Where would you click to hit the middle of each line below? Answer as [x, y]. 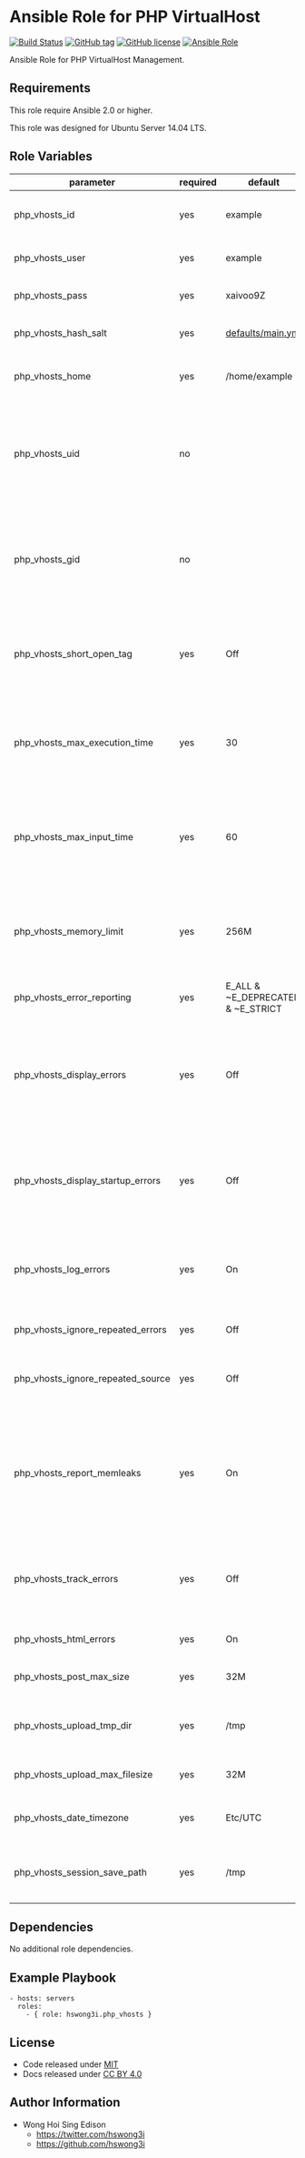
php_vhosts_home [53, 376]
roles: [30, 2007]
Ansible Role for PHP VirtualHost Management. [97, 59]
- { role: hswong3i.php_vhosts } [89, 2015]
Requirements [50, 88]
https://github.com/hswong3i [90, 2143]
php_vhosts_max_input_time [74, 836]
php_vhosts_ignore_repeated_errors [90, 1329]
